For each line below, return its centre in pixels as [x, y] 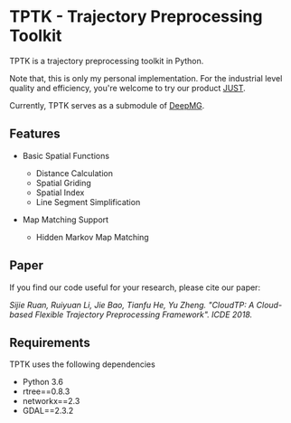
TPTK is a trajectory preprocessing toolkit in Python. [107, 61]
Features [35, 134]
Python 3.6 [42, 382]
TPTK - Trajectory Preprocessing [136, 17]
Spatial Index [60, 193]
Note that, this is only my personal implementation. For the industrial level [146, 78]
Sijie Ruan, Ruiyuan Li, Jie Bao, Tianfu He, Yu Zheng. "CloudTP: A [132, 305]
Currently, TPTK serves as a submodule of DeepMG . [107, 105]
